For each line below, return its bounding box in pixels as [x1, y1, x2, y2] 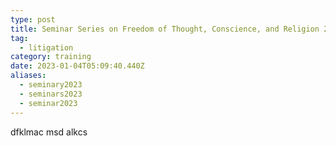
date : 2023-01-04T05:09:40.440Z [10, 61, 145, 71]
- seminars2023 [19, 89, 83, 99]
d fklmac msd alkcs [10, 126, 88, 138]
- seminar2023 [19, 98, 78, 108]
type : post [10, 14, 56, 25]
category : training [10, 52, 92, 62]
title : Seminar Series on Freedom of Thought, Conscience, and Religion [10, 24, 320, 34]
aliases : [10, 71, 47, 81]
